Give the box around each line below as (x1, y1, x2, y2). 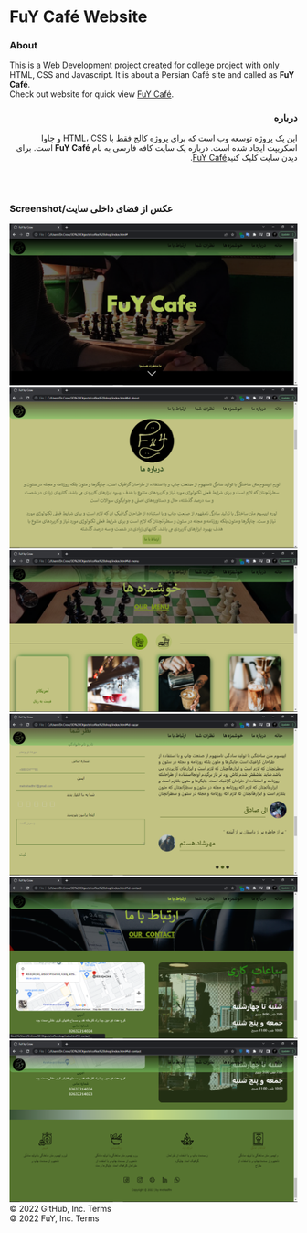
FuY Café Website (9, 6, 148, 27)
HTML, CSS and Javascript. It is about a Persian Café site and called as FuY (9, 69, 295, 80)
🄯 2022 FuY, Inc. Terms (9, 1213, 100, 1224)
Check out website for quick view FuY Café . (9, 89, 175, 100)
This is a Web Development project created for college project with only (9, 59, 281, 70)
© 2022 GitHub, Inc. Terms (9, 1204, 112, 1215)
